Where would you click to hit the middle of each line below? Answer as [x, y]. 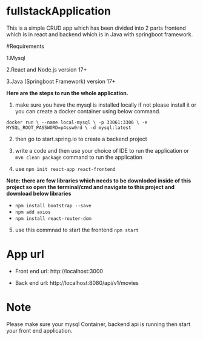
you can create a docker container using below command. [88, 111]
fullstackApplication [58, 11]
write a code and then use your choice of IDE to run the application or [102, 150]
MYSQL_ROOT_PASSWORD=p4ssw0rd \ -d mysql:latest [69, 128]
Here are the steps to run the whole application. [67, 93]
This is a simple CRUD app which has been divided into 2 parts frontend [96, 28]
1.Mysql [16, 58]
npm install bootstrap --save [53, 205]
